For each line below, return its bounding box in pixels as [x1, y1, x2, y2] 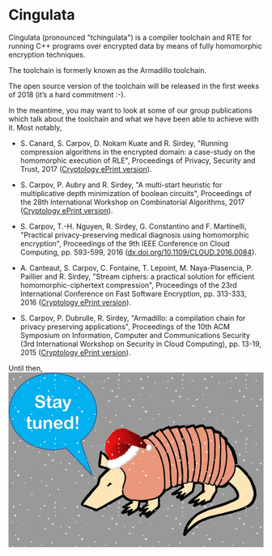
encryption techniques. [8, 49, 86, 59]
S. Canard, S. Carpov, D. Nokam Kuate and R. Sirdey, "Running [19, 138, 229, 148]
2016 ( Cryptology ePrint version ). [19, 297, 132, 307]
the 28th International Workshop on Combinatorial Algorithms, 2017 [19, 197, 245, 207]
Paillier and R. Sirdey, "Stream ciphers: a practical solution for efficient [19, 272, 255, 281]
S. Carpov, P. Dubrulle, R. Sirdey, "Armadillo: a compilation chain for [19, 313, 246, 323]
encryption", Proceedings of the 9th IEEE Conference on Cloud [19, 238, 230, 248]
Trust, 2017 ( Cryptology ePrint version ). [19, 164, 152, 173]
